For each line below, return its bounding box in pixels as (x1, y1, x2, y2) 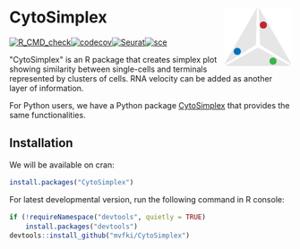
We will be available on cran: (9, 159, 115, 170)
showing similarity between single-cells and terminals (9, 64, 208, 74)
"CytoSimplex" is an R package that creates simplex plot (9, 54, 218, 64)
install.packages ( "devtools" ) (25, 222, 139, 231)
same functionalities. (9, 109, 87, 120)
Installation (9, 135, 73, 150)
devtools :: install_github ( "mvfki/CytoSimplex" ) (9, 231, 191, 240)
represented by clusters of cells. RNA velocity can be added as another (9, 73, 273, 83)
